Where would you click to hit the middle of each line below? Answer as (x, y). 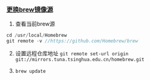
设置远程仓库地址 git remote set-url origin (72, 53)
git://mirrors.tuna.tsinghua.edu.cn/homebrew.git (80, 60)
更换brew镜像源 (30, 9)
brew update (30, 72)
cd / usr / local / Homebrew (37, 35)
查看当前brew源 (35, 24)
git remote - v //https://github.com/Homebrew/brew (72, 41)
